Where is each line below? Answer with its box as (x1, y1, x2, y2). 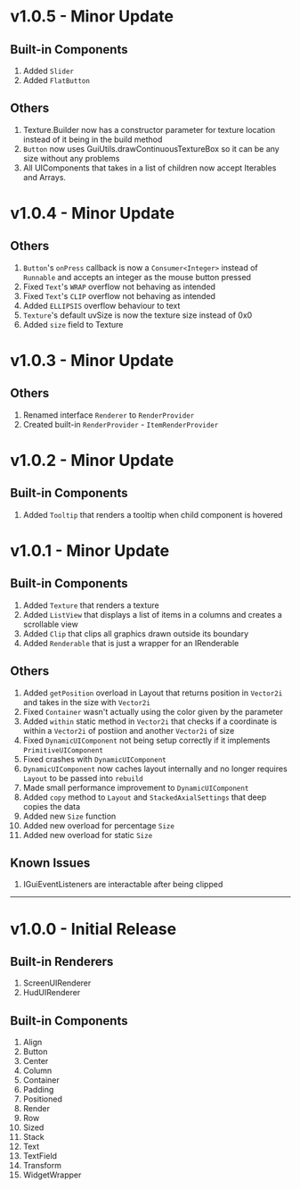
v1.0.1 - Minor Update (10, 541, 170, 561)
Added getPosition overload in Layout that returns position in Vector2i (22, 687, 283, 698)
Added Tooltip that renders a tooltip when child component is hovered (22, 509, 283, 520)
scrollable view (22, 619, 78, 629)
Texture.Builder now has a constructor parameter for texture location (22, 124, 275, 135)
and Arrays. (22, 171, 66, 182)
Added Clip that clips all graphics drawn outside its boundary (22, 628, 249, 639)
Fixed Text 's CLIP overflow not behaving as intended (22, 290, 216, 301)
